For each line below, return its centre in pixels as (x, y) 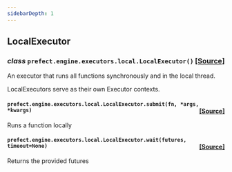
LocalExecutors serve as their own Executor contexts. (84, 89)
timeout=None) (28, 146)
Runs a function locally (40, 125)
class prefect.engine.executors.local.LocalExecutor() (100, 61)
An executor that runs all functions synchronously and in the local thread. (111, 76)
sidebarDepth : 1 (30, 13)
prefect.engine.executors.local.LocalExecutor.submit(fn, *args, (103, 104)
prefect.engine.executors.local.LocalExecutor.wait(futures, (97, 140)
